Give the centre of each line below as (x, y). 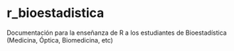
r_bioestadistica (55, 13)
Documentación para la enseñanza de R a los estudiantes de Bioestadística (117, 33)
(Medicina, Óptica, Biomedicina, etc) (60, 40)
